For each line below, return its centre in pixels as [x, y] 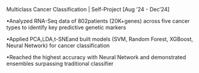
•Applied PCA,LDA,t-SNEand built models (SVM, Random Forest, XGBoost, [100, 39]
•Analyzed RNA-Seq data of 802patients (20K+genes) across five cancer [98, 21]
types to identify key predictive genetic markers [66, 27]
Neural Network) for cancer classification [58, 46]
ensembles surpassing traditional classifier [60, 64]
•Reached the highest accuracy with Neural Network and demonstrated [96, 57]
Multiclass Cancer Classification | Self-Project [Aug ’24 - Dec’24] [88, 9]
